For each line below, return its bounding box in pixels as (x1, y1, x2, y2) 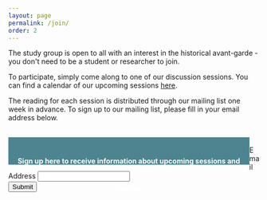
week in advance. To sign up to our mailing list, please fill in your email (8, 104, 240, 114)
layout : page (8, 11, 52, 20)
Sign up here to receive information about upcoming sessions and (17, 156, 241, 166)
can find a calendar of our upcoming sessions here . (8, 80, 178, 90)
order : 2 (8, 26, 37, 34)
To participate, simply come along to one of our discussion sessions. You (8, 73, 249, 82)
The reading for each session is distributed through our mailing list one (8, 96, 241, 106)
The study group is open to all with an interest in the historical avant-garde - (8, 49, 258, 58)
